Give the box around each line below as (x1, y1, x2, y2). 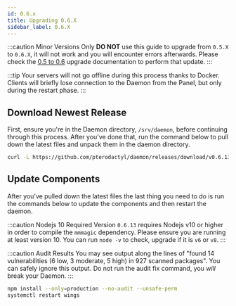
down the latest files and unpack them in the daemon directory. (7, 140, 190, 148)
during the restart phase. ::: (7, 86, 86, 95)
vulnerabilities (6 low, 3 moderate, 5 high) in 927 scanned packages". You (7, 256, 221, 264)
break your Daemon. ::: (7, 272, 74, 280)
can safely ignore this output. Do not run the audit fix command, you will (7, 264, 216, 272)
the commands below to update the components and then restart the (7, 199, 207, 208)
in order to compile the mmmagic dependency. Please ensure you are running (7, 228, 226, 236)
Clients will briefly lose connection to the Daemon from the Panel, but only (7, 79, 223, 87)
